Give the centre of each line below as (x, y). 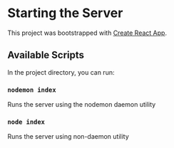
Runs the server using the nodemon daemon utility (82, 105)
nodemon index (32, 90)
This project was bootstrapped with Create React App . (87, 33)
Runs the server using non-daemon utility (68, 137)
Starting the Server (65, 13)
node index (26, 122)
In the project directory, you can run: (61, 72)
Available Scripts (46, 55)
